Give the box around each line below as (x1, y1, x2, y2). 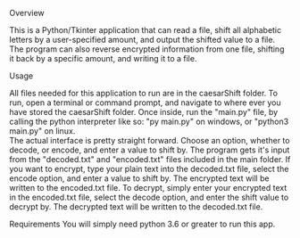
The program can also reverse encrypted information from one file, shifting (9, 44, 285, 54)
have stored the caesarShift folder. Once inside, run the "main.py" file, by (9, 107, 279, 117)
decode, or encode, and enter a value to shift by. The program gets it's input (9, 144, 290, 155)
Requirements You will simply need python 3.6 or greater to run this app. (9, 218, 276, 229)
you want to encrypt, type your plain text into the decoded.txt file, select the (9, 164, 289, 174)
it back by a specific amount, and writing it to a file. (9, 53, 197, 63)
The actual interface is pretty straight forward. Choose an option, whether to (9, 135, 290, 145)
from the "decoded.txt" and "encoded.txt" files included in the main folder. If (9, 154, 291, 164)
